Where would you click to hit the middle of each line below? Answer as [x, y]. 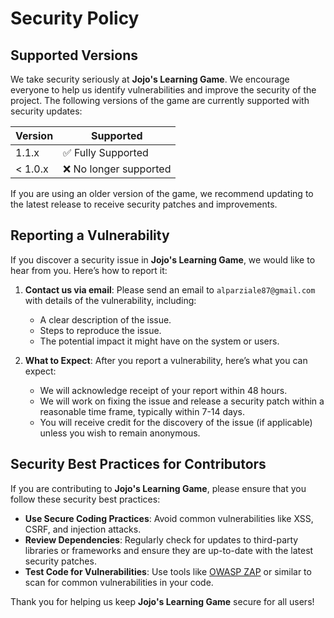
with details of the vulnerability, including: [110, 300]
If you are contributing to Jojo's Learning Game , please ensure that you [158, 488]
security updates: [46, 111]
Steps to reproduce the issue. [100, 330]
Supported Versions [74, 55]
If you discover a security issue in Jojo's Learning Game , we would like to [163, 259]
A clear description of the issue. [105, 319]
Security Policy [75, 18]
